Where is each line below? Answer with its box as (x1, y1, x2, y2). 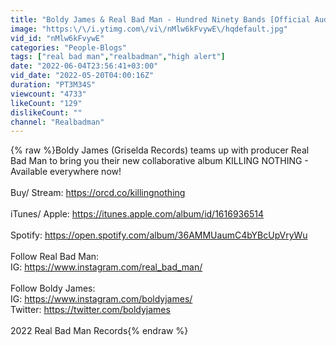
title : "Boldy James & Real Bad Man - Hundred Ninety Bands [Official (10, 14, 311, 25)
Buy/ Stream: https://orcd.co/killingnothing (10, 187, 186, 199)
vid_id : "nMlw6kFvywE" (10, 33, 105, 43)
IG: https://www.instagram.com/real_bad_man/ (10, 261, 203, 273)
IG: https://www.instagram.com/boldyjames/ (10, 293, 193, 305)
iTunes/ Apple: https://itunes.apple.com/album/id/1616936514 (10, 208, 264, 220)
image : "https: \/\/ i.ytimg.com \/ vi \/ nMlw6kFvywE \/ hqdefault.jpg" (10, 24, 288, 34)
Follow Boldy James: (10, 282, 96, 295)
